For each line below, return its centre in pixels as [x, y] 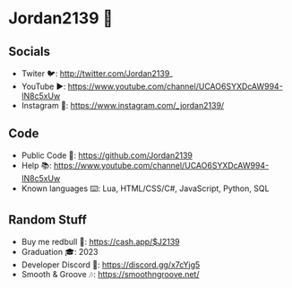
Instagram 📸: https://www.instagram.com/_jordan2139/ [123, 105]
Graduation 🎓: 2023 [60, 251]
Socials [30, 52]
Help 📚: [37, 165]
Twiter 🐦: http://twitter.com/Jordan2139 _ [97, 74]
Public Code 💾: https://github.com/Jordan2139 [107, 155]
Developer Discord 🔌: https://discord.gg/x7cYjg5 [111, 265]
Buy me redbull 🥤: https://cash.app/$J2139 [100, 241]
